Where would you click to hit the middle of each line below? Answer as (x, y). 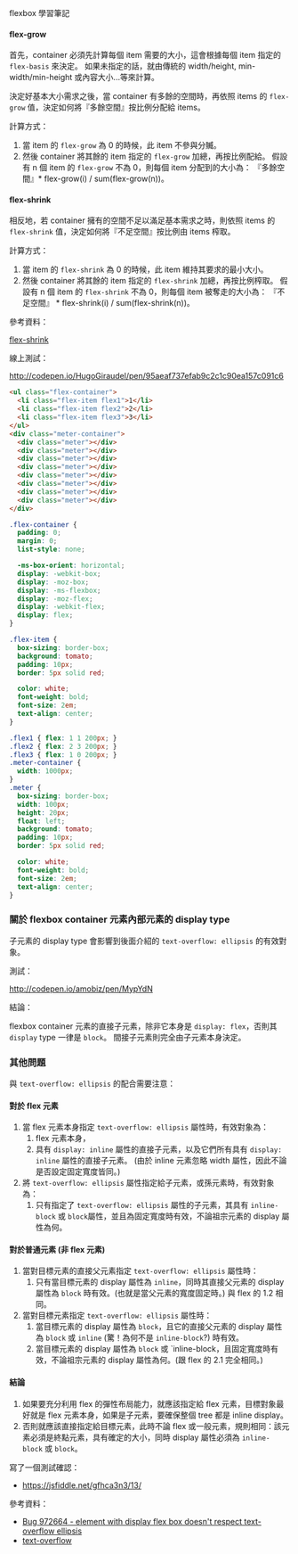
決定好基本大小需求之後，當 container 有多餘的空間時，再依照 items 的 (138, 96)
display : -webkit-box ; (59, 573)
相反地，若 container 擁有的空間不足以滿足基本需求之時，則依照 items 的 (142, 220)
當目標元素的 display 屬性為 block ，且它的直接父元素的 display (150, 1327)
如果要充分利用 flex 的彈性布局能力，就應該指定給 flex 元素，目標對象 (149, 1403)
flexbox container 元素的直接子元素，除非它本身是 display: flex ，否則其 (143, 1026)
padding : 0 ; (40, 533)
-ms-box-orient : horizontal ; (71, 566)
